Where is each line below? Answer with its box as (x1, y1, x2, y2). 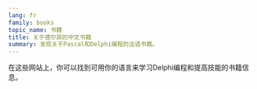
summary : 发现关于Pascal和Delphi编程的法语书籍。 (8, 41, 159, 48)
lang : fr (8, 11, 37, 20)
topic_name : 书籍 (8, 26, 63, 34)
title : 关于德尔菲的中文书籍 (8, 33, 92, 41)
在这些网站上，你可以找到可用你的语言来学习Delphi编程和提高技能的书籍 (8, 63, 242, 73)
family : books (8, 19, 55, 27)
